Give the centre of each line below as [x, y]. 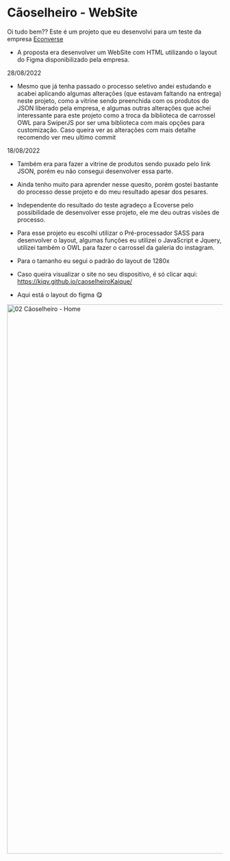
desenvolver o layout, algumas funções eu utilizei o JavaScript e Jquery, [119, 240]
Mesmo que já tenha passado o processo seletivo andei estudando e [114, 86]
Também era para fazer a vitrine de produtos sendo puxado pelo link [114, 163]
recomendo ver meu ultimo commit [66, 137]
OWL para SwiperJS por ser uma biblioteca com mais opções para [111, 122]
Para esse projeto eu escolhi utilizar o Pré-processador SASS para [111, 233]
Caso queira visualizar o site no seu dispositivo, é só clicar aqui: [107, 274]
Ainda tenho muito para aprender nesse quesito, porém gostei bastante [118, 184]
